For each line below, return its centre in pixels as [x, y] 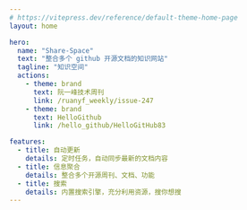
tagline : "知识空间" [53, 67]
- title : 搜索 [42, 184]
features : [28, 142]
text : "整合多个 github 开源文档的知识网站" [93, 59]
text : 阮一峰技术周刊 [68, 92]
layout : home [34, 26]
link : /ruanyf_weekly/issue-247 [93, 101]
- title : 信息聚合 [49, 167]
